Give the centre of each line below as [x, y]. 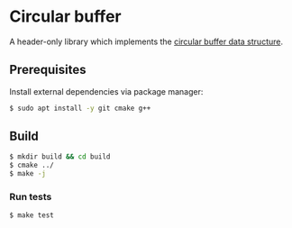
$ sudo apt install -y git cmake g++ [80, 108]
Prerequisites [48, 70]
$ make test [32, 215]
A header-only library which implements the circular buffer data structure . [146, 41]
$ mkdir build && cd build [60, 157]
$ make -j [28, 174]
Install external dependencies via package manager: [106, 91]
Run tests [31, 196]
